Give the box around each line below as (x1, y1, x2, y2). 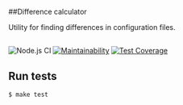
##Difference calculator (8, 7, 87, 16)
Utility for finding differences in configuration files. (8, 23, 176, 31)
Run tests (8, 69, 57, 83)
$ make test (8, 90, 48, 99)
